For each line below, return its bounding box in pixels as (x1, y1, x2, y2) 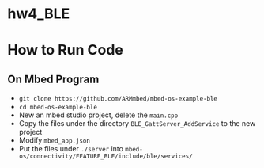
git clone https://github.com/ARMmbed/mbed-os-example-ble (18, 95, 218, 103)
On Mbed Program (7, 72, 100, 86)
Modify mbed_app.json (18, 136, 90, 145)
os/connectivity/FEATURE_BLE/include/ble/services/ (18, 152, 193, 161)
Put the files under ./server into (18, 144, 124, 154)
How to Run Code (7, 41, 124, 59)
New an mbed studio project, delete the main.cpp (18, 110, 179, 120)
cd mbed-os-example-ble (18, 104, 98, 112)
